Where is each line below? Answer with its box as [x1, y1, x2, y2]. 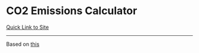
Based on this [6, 40, 40, 48]
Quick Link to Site [6, 24, 49, 31]
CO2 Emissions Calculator [6, 4, 137, 18]
